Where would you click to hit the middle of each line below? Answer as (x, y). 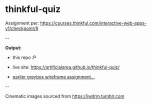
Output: (13, 47)
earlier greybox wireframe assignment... (53, 76)
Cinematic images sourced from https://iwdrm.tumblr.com (65, 96)
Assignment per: (22, 23)
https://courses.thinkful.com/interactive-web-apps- (93, 23)
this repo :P (24, 57)
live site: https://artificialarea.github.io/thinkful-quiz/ (66, 67)
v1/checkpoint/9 (22, 28)
